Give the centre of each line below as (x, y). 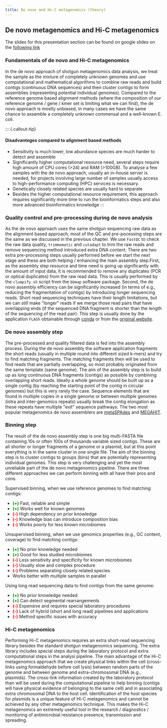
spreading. (16, 720)
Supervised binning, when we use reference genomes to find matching (78, 488)
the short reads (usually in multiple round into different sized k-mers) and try (84, 353)
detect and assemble (34, 157)
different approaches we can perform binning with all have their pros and (80, 473)
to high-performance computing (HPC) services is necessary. (76, 183)
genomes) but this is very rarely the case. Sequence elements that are (77, 391)
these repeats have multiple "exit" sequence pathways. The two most (77, 407)
